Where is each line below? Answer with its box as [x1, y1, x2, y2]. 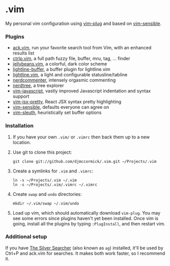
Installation [5, 122, 34, 129]
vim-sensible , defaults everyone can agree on [12, 104, 109, 110]
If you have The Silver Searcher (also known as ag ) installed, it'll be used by [5, 245, 164, 251]
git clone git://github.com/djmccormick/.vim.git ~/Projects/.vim [12, 159, 157, 164]
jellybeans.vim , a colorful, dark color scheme [12, 61, 107, 67]
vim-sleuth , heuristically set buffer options [12, 109, 102, 115]
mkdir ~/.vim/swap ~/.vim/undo [12, 201, 79, 206]
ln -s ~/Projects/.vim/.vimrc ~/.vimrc [12, 182, 98, 187]
